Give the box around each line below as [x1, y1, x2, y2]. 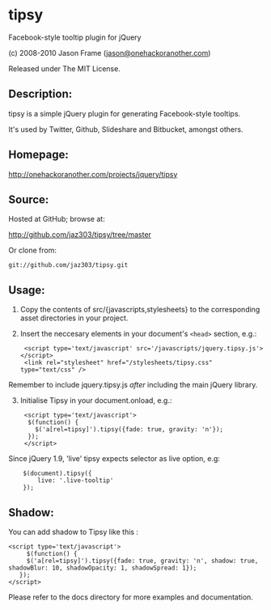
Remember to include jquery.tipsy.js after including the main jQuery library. [8, 380, 258, 390]
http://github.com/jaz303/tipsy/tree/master [8, 230, 152, 239]
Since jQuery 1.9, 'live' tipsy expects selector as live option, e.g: [8, 454, 221, 464]
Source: [8, 193, 49, 206]
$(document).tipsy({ [23, 469, 92, 478]
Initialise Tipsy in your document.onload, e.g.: [19, 396, 172, 405]
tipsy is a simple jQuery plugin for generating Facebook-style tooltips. [8, 108, 241, 118]
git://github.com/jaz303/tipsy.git [8, 261, 129, 269]
